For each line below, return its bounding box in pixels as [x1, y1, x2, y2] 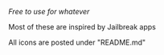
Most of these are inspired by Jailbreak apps [8, 22, 157, 31]
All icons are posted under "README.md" [8, 37, 146, 47]
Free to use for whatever [8, 7, 90, 16]
